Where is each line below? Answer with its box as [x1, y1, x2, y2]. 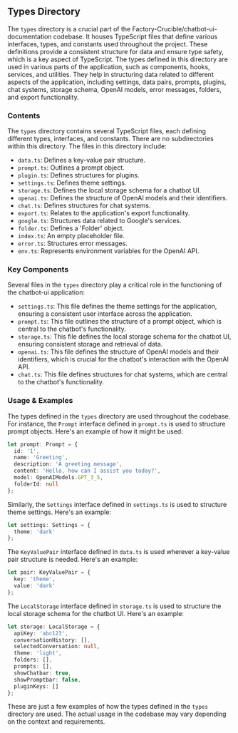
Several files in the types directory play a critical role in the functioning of [7, 281, 222, 289]
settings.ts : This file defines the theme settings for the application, [17, 302, 217, 311]
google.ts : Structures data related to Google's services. [17, 217, 182, 225]
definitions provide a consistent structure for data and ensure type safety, [7, 47, 224, 56]
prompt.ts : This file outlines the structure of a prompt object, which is [17, 317, 222, 326]
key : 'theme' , [14, 575, 56, 583]
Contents [7, 111, 41, 121]
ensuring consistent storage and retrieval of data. [17, 340, 163, 349]
